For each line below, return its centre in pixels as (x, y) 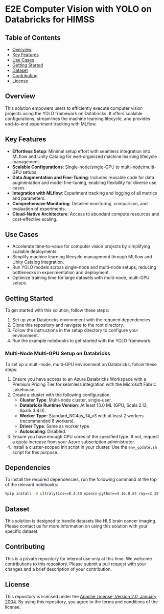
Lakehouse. (24, 389)
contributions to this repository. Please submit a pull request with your (76, 564)
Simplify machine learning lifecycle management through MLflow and (82, 257)
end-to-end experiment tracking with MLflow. (51, 123)
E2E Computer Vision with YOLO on (78, 9)
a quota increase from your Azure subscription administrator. (74, 442)
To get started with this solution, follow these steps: (57, 310)
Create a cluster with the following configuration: (61, 395)
